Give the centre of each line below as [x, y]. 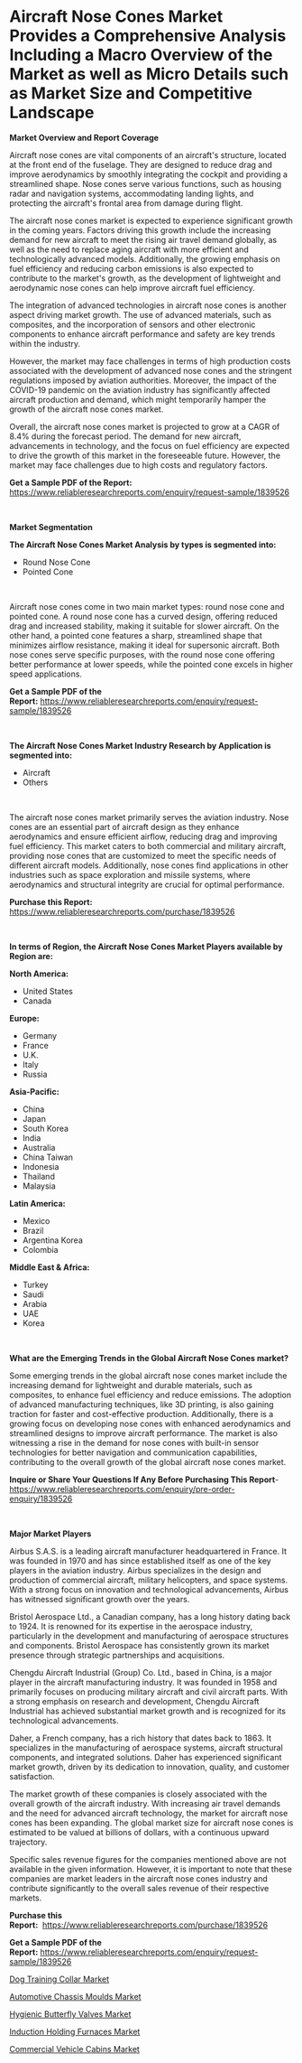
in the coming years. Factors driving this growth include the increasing [140, 230]
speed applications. [46, 674]
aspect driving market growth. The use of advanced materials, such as [141, 314]
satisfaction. [32, 1776]
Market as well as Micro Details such [149, 75]
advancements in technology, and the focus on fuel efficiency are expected [150, 445]
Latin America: [37, 1203]
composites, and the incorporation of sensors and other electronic [133, 324]
